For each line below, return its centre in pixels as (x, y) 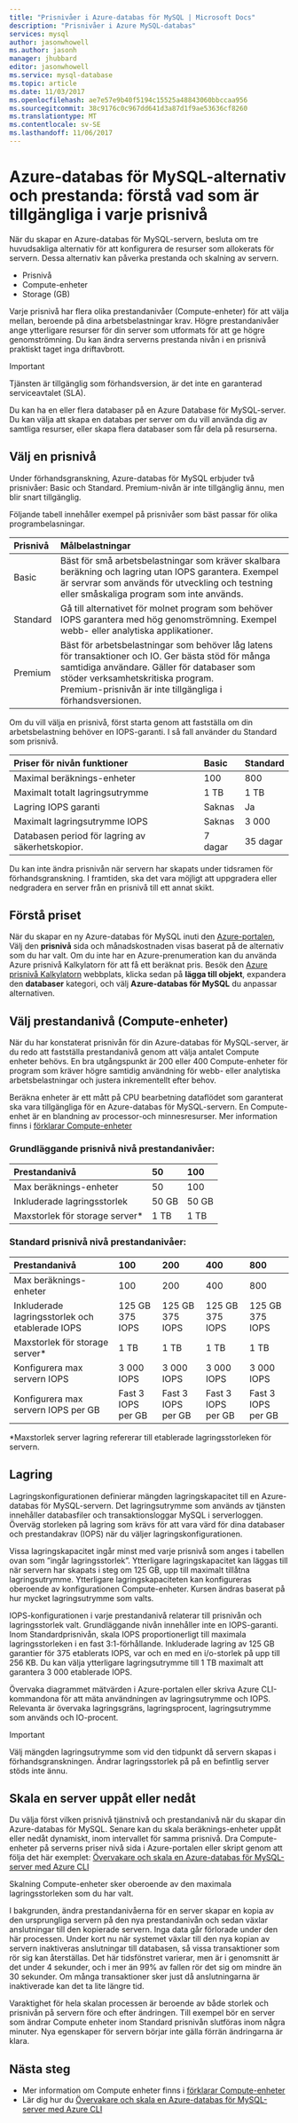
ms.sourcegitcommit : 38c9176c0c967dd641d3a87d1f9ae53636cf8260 (129, 108)
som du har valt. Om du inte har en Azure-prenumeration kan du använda (143, 956)
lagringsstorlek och (54, 1316)
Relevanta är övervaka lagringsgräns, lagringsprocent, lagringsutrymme (141, 1708)
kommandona (34, 1698)
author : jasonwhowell (49, 42)
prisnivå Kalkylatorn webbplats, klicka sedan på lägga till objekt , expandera (148, 975)
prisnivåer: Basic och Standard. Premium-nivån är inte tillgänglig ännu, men (147, 487)
